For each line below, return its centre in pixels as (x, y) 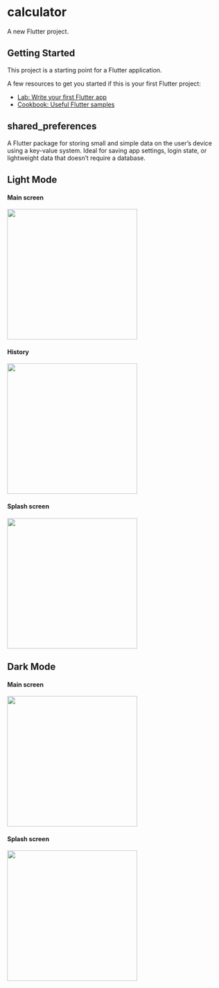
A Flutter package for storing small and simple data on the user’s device (110, 143)
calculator (37, 12)
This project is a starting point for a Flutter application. (85, 70)
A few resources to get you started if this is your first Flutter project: (104, 83)
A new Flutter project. (38, 31)
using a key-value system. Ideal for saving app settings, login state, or (107, 150)
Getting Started (41, 53)
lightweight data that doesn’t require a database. (77, 158)
